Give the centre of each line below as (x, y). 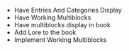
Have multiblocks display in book (62, 25)
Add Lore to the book (45, 32)
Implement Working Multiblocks (60, 40)
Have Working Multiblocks (52, 17)
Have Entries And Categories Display (68, 10)
